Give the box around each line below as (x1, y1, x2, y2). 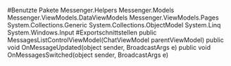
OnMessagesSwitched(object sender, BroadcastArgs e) (7, 51, 169, 59)
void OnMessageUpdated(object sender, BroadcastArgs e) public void (7, 44, 211, 51)
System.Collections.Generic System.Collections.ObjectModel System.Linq (7, 21, 221, 29)
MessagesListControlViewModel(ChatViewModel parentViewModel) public (7, 36, 224, 44)
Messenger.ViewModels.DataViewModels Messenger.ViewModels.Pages (7, 13, 220, 22)
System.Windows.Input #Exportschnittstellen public (7, 28, 157, 37)
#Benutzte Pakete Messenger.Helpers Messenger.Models (7, 6, 175, 14)
